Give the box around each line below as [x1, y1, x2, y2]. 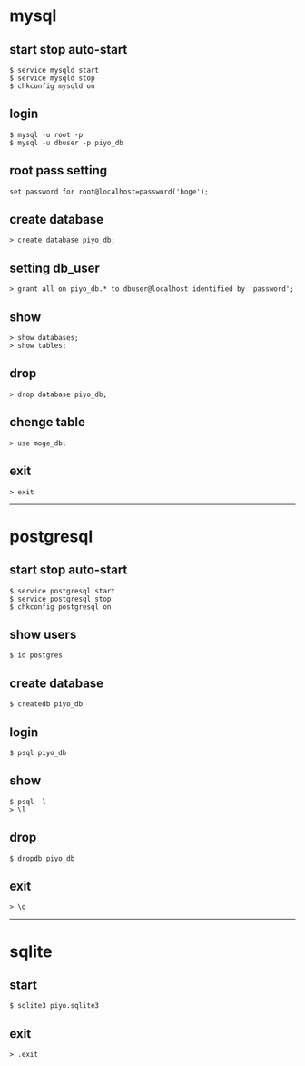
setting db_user [9, 260, 100, 275]
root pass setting [9, 163, 108, 178]
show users [9, 626, 77, 642]
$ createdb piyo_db [9, 700, 84, 709]
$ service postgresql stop [9, 594, 112, 603]
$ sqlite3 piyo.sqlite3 [9, 1001, 100, 1011]
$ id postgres [9, 651, 64, 660]
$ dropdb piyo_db [9, 853, 75, 863]
